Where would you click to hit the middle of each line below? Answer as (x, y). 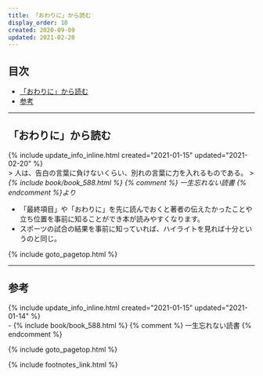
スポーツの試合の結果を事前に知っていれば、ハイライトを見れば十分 (129, 228)
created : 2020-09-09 (42, 30)
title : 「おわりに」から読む (50, 15)
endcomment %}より (42, 192)
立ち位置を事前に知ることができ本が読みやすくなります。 (112, 219)
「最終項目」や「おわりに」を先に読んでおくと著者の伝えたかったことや (136, 209)
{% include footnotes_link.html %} (63, 364)
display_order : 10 (38, 23)
